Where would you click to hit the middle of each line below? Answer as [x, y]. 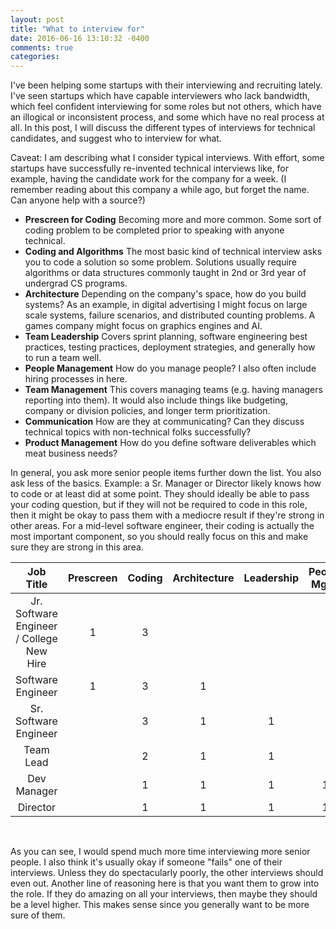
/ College [36, 639]
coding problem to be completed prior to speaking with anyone [154, 230]
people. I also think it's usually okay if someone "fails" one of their [146, 862]
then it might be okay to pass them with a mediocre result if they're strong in [167, 515]
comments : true [42, 47]
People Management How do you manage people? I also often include [170, 368]
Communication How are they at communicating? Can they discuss [164, 422]
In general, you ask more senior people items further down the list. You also [166, 473]
